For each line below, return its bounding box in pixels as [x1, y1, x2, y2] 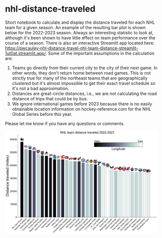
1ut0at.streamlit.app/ [5, 50, 46, 56]
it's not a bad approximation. [12, 85, 69, 91]
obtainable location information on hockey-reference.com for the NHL [12, 106, 151, 112]
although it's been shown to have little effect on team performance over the [5, 35, 156, 41]
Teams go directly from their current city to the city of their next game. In [12, 64, 158, 71]
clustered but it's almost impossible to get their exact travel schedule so [12, 80, 156, 86]
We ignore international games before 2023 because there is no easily [12, 101, 152, 107]
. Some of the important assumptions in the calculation [45, 50, 155, 56]
